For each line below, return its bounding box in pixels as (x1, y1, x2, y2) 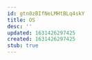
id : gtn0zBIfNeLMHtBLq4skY (7, 10, 85, 17)
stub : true (7, 42, 39, 49)
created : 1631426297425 (7, 36, 76, 43)
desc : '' (7, 23, 33, 30)
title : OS (7, 17, 36, 23)
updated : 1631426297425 (7, 29, 76, 37)
